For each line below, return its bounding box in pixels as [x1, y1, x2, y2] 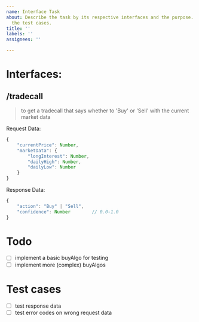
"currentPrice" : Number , [17, 142, 79, 148]
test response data [14, 302, 62, 309]
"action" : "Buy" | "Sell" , [17, 203, 84, 209]
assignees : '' [6, 36, 42, 42]
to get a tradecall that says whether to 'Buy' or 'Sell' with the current [20, 107, 189, 114]
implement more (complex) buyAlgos [14, 261, 106, 268]
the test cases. [11, 20, 52, 26]
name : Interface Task [6, 8, 60, 15]
